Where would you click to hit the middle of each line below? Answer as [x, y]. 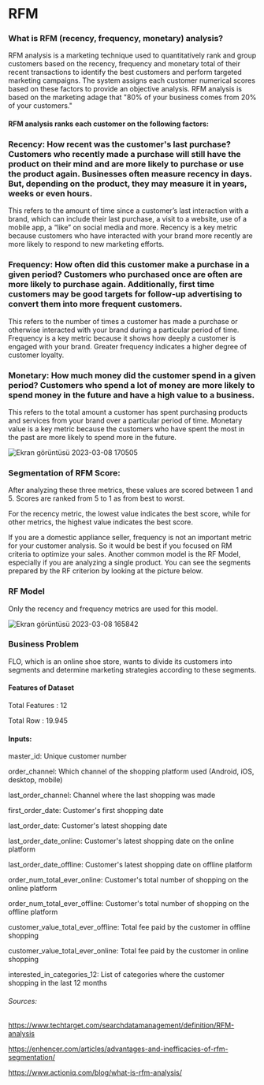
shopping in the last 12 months [58, 983]
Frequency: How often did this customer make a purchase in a [129, 265]
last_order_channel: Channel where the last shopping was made [112, 795]
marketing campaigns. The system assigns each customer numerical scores [132, 80]
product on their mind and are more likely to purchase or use [126, 164]
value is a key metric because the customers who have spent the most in [126, 429]
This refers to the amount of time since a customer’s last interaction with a [128, 211]
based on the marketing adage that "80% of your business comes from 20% [132, 97]
